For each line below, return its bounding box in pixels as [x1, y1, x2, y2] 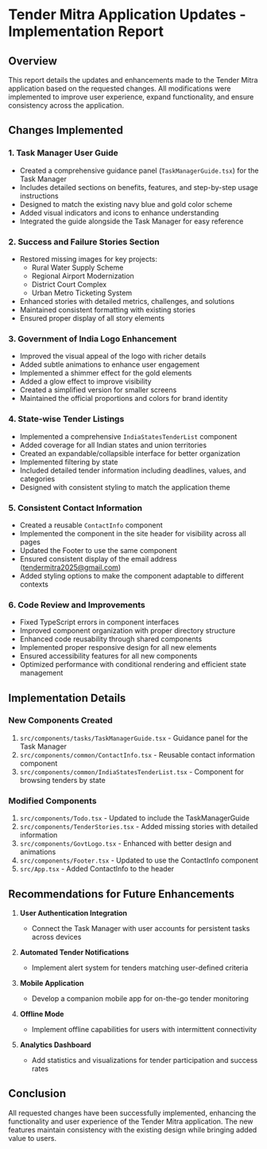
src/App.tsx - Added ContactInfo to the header [19, 864, 175, 874]
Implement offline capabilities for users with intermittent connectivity [31, 1024, 257, 1034]
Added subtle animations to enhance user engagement [19, 360, 200, 369]
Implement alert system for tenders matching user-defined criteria [31, 963, 249, 972]
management [19, 668, 64, 678]
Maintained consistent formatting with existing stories [19, 305, 196, 314]
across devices [31, 932, 82, 941]
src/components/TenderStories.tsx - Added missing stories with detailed [19, 822, 258, 832]
